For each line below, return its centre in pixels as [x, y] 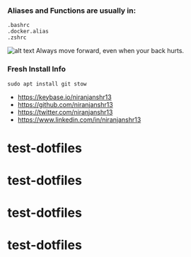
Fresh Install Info [36, 69]
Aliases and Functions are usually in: [72, 11]
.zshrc [17, 38]
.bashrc [19, 25]
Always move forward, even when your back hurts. [110, 51]
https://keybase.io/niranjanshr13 [64, 97]
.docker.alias [28, 32]
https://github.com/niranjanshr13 [65, 104]
